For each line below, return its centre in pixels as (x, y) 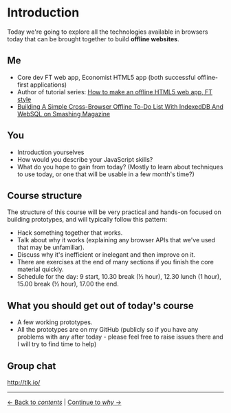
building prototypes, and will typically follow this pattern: (87, 220)
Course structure (45, 195)
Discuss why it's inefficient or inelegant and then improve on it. (106, 255)
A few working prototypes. (55, 322)
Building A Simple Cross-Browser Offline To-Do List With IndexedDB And (120, 106)
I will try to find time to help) (57, 344)
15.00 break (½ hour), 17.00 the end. (68, 284)
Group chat (32, 366)
